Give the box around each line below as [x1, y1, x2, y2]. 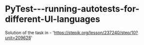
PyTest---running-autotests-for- [5, 3, 140, 15]
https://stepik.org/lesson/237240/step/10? [54, 30, 138, 35]
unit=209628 [5, 35, 31, 41]
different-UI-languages [5, 14, 101, 25]
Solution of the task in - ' [5, 30, 54, 35]
